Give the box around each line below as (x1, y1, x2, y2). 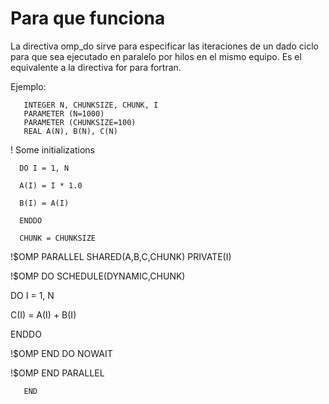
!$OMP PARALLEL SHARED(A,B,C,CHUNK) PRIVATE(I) (10, 250, 232, 262)
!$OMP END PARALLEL (10, 367, 105, 379)
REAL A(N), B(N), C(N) (23, 126, 118, 136)
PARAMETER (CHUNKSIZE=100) (23, 117, 137, 127)
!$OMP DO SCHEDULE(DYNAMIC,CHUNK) (10, 270, 186, 282)
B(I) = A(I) (19, 198, 70, 208)
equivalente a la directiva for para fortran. (10, 61, 182, 73)
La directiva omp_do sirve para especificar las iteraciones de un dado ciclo (10, 40, 319, 52)
